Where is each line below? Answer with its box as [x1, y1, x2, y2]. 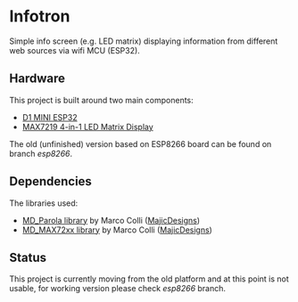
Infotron [9, 6, 70, 27]
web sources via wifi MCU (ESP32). [9, 45, 140, 55]
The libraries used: [9, 198, 79, 208]
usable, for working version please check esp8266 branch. [9, 283, 226, 294]
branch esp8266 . [9, 148, 73, 159]
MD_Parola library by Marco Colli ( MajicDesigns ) [21, 215, 201, 225]
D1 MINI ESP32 [21, 111, 78, 122]
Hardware [9, 71, 65, 86]
